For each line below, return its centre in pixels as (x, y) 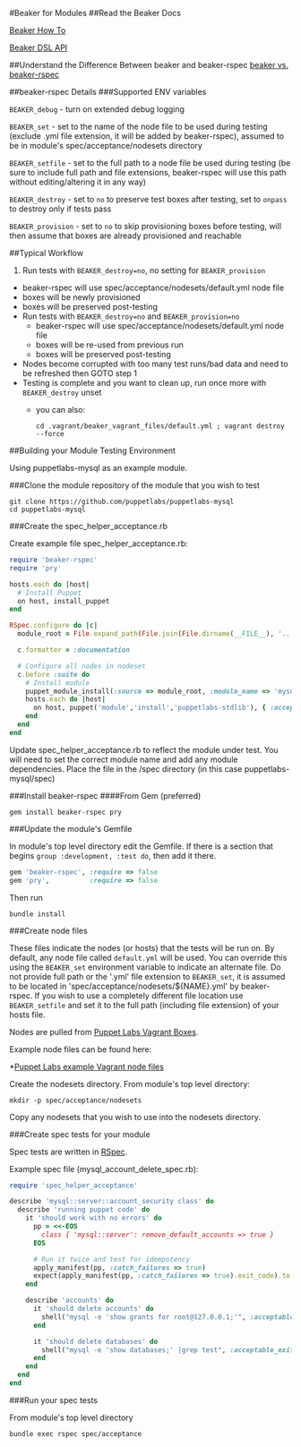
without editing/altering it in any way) (77, 182)
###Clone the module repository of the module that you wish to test (134, 485)
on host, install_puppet (64, 601)
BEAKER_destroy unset (62, 392)
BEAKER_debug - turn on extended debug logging (97, 109)
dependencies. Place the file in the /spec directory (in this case (126, 768)
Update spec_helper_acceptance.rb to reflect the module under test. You (144, 749)
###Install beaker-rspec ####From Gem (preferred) (105, 795)
